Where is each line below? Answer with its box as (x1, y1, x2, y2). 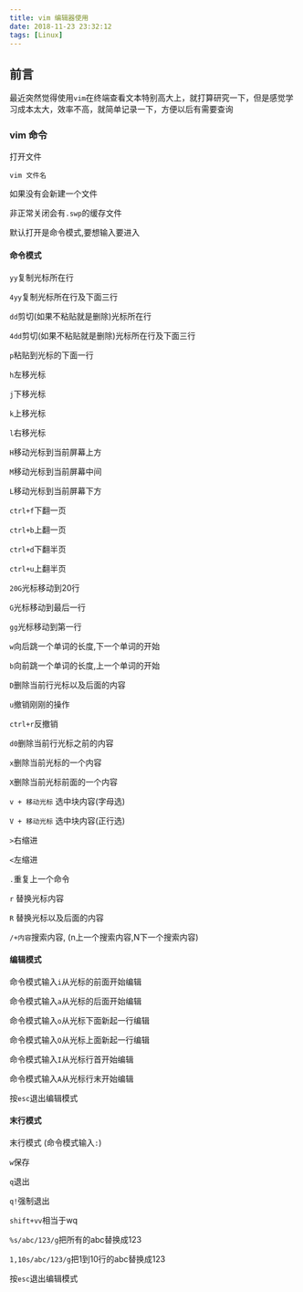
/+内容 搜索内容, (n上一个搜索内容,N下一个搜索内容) (9, 931, 199, 942)
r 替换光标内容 (9, 892, 65, 904)
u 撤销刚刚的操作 (9, 699, 70, 709)
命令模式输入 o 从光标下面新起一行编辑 (9, 1014, 151, 1025)
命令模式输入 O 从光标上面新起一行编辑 (9, 1034, 151, 1045)
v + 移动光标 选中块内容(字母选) (9, 795, 126, 806)
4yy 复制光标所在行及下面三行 (9, 291, 119, 302)
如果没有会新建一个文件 (9, 188, 98, 199)
